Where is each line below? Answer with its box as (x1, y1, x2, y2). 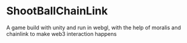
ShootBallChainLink (6, 4, 108, 18)
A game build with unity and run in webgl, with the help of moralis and (6, 24, 181, 31)
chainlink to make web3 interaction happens (6, 30, 117, 37)
